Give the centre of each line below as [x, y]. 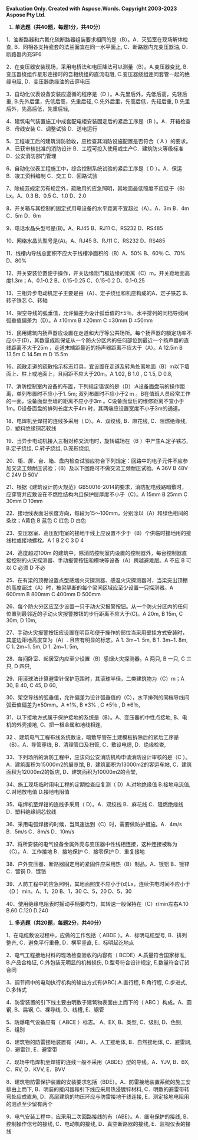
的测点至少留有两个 [29, 1104]
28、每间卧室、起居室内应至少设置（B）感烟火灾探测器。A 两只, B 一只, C [96, 659]
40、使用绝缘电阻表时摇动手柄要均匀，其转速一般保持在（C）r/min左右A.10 [97, 904]
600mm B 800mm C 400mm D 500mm [54, 594]
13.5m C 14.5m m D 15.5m [37, 354]
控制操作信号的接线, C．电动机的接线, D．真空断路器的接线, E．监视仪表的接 [98, 1124]
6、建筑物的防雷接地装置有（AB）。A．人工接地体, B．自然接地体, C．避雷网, [99, 1042]
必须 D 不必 [32, 568]
